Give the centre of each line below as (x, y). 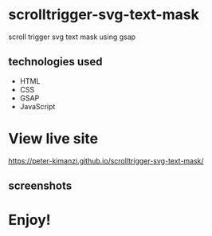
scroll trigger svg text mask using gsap (72, 37)
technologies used (55, 62)
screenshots (40, 186)
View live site (53, 138)
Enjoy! (30, 220)
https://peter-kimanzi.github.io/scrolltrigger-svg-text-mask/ (106, 160)
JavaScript (37, 106)
